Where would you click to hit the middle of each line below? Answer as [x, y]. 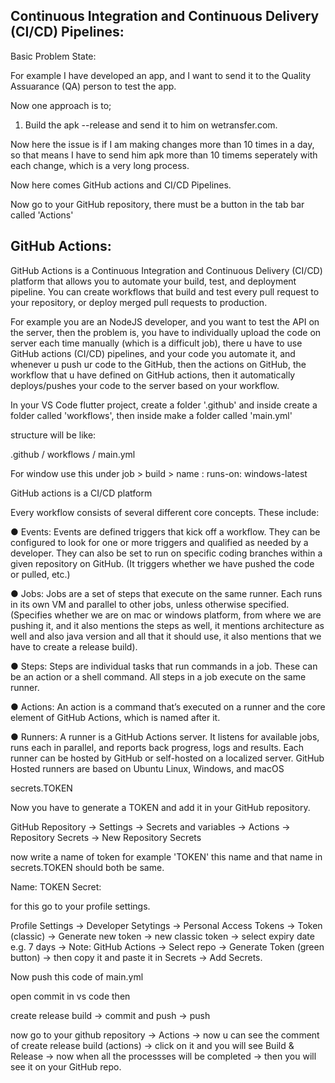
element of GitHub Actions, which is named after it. [115, 717]
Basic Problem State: [53, 56]
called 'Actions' [42, 215]
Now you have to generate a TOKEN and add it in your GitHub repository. [160, 807]
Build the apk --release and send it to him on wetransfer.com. [151, 125]
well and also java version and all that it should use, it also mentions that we [166, 636]
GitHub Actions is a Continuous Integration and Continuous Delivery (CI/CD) [166, 270]
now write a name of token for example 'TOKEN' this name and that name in [166, 856]
